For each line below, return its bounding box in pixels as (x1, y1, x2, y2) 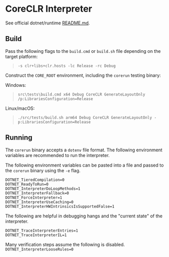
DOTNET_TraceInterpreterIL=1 (5, 232, 67, 238)
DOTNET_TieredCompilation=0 (5, 177, 65, 182)
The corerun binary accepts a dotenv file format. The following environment (5, 147, 162, 153)
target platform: (5, 53, 38, 59)
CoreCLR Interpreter (5, 3, 92, 15)
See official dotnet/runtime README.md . (5, 20, 90, 26)
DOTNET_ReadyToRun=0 (5, 181, 49, 187)
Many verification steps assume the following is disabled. (5, 241, 125, 247)
